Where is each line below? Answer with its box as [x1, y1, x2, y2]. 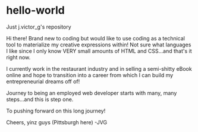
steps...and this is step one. [6, 96, 74, 103]
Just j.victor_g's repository [6, 23, 71, 30]
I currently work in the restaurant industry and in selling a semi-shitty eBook [6, 65, 192, 72]
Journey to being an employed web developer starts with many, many [6, 89, 177, 96]
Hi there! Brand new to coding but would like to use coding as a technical [6, 34, 186, 42]
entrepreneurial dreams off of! [6, 78, 80, 85]
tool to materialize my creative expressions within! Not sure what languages [6, 41, 191, 48]
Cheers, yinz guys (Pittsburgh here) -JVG [6, 118, 108, 125]
